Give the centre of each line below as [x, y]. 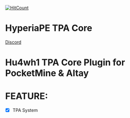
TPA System [25, 110]
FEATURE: [27, 96]
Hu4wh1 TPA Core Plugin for [65, 63]
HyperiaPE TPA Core [49, 28]
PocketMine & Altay [47, 73]
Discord [13, 42]
